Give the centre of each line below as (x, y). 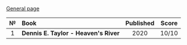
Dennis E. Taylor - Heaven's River (71, 33)
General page (23, 9)
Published (140, 23)
